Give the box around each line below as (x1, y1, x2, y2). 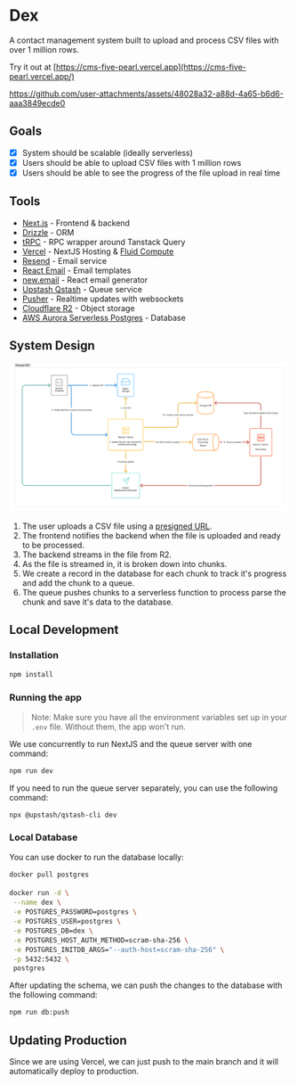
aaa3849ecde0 (9, 97, 66, 108)
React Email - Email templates (21, 265, 132, 275)
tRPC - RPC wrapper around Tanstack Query (21, 236, 186, 247)
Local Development (9, 622, 119, 637)
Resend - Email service (21, 255, 108, 266)
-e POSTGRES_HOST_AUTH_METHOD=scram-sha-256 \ (12, 935, 189, 945)
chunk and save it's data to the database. (21, 596, 173, 607)
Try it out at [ (9, 62, 57, 72)
